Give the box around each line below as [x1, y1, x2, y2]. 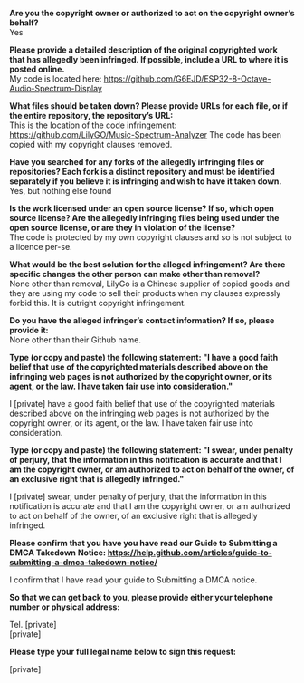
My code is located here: [9, 73, 102, 84]
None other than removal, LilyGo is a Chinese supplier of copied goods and [9, 278, 290, 289]
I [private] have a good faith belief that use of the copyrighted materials [9, 399, 276, 409]
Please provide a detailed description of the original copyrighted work [9, 44, 278, 55]
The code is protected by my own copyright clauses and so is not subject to [9, 232, 292, 243]
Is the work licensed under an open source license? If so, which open [9, 203, 274, 214]
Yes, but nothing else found [9, 186, 112, 196]
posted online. [9, 63, 65, 74]
